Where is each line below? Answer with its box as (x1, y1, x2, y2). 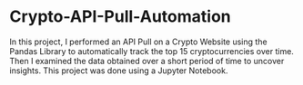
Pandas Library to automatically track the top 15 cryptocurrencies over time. (9, 45, 294, 56)
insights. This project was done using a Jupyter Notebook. (9, 65, 228, 76)
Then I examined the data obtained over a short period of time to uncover (9, 55, 285, 66)
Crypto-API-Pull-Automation (9, 6, 232, 27)
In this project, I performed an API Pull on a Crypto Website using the (9, 36, 268, 47)
